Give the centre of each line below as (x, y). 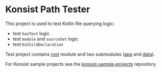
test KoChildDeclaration (38, 44)
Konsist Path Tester (48, 9)
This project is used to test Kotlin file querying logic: (60, 23)
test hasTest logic (31, 33)
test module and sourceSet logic (45, 39)
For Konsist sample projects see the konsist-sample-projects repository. (81, 64)
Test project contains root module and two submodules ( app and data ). (80, 54)
